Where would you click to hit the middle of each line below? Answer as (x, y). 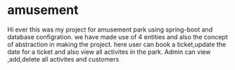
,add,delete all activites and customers (63, 59)
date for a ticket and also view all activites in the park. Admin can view (109, 52)
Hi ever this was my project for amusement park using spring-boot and (110, 29)
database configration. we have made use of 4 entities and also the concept (118, 36)
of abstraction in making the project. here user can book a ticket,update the (117, 44)
